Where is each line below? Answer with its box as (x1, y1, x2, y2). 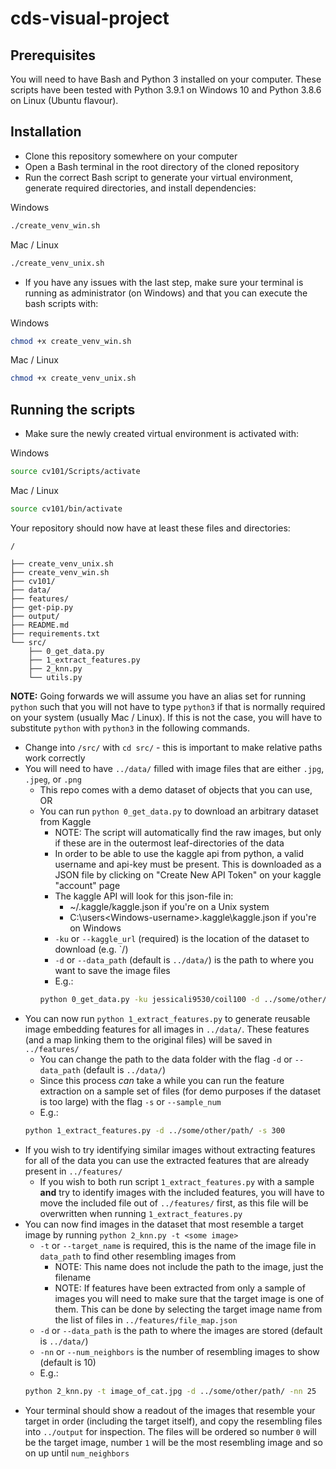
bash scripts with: (24, 297, 99, 309)
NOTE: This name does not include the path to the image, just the (54, 1260, 324, 1272)
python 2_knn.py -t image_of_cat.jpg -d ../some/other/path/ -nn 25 (24, 1386, 317, 1396)
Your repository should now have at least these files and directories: (10, 522, 291, 534)
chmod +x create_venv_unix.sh (10, 373, 137, 384)
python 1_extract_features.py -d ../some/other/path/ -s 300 (24, 1125, 286, 1136)
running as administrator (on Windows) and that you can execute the (24, 287, 308, 299)
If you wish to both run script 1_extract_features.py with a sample (39, 1175, 315, 1187)
